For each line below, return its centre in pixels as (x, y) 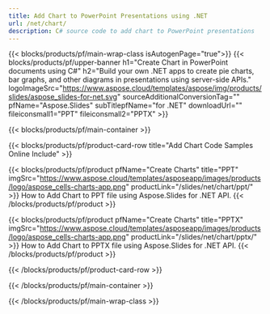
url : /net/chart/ (38, 23)
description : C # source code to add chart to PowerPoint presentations (131, 31)
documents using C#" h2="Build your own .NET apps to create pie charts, (131, 71)
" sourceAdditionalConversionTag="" (178, 97)
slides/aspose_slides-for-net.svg (63, 97)
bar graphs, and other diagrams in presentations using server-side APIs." (130, 80)
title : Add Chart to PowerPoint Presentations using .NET (108, 16)
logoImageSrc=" (36, 88)
